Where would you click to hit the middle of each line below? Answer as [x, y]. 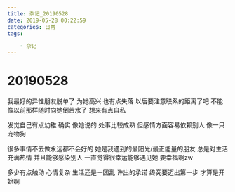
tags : [15, 33]
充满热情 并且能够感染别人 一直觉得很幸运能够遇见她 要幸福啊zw [100, 158]
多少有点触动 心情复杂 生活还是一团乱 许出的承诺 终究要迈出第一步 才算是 [113, 172]
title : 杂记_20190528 [38, 14]
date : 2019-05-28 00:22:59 [47, 20]
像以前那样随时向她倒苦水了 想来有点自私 [67, 110]
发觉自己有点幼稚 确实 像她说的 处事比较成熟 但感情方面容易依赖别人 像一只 [116, 125]
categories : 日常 [32, 27]
